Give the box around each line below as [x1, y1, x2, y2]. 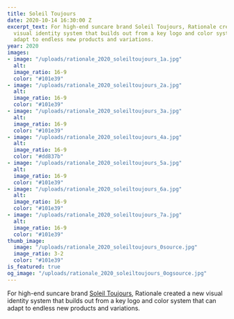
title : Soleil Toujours [7, 10, 77, 17]
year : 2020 [7, 43, 39, 50]
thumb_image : [7, 237, 45, 244]
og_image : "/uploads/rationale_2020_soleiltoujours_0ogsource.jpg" [7, 269, 208, 276]
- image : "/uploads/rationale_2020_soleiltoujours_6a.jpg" [7, 186, 182, 193]
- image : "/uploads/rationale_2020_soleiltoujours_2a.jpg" [7, 82, 182, 89]
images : [7, 50, 30, 57]
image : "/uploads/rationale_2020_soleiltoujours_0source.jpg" [13, 244, 198, 251]
